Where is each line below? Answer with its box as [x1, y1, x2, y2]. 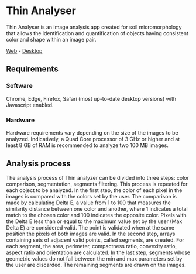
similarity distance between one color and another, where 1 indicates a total [6, 205, 188, 212]
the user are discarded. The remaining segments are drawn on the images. [6, 261, 186, 268]
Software [6, 82, 33, 90]
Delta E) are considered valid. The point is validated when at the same [6, 224, 175, 231]
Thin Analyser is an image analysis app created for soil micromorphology [6, 23, 183, 30]
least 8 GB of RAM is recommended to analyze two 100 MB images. [6, 142, 169, 149]
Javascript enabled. [6, 101, 54, 108]
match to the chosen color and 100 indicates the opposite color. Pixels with [6, 211, 187, 218]
